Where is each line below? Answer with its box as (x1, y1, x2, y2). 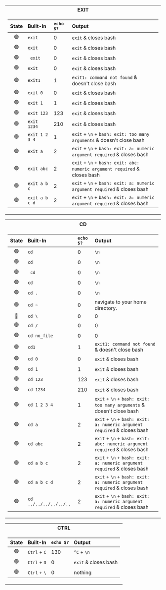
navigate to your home (94, 298, 147, 305)
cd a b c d (27, 479, 53, 485)
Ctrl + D (27, 559, 46, 566)
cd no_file (27, 333, 53, 339)
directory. (94, 305, 118, 311)
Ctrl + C (27, 548, 46, 555)
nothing (74, 569, 92, 576)
